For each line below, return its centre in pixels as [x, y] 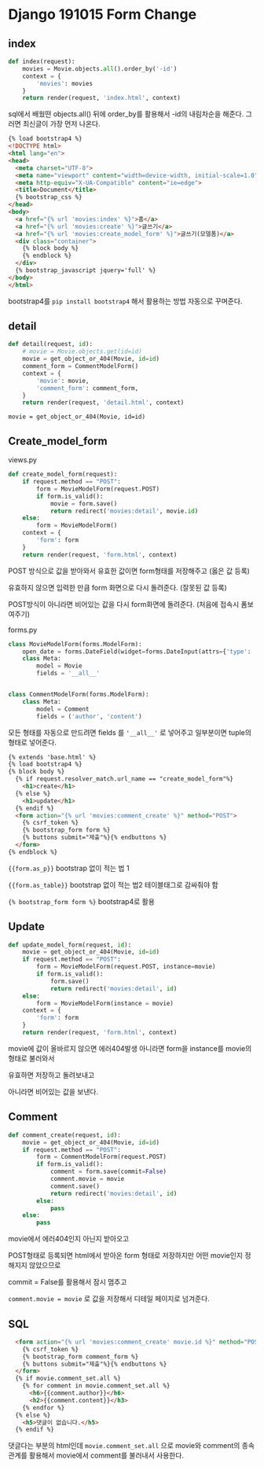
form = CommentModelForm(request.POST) [102, 1157]
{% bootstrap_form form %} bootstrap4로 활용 [82, 901]
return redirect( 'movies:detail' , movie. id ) [124, 511]
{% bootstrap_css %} [49, 197]
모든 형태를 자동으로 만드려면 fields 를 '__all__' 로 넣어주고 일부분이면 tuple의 [130, 732]
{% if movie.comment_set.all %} [68, 1379]
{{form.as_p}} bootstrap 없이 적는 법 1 [69, 868]
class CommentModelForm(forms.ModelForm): [79, 694]
